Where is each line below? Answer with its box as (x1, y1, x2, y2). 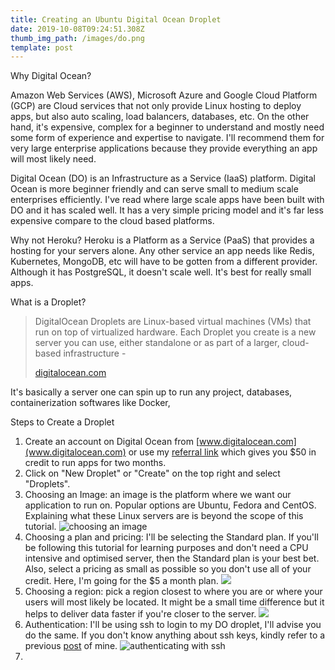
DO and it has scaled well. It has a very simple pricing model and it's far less (10, 204, 325, 216)
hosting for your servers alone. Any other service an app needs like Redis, (10, 245, 315, 257)
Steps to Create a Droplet (10, 416, 115, 428)
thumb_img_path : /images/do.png (10, 33, 145, 43)
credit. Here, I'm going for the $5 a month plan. (24, 575, 219, 587)
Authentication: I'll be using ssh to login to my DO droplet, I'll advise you (24, 619, 322, 631)
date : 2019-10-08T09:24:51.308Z (10, 24, 145, 34)
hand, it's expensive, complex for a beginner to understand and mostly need (10, 121, 325, 133)
